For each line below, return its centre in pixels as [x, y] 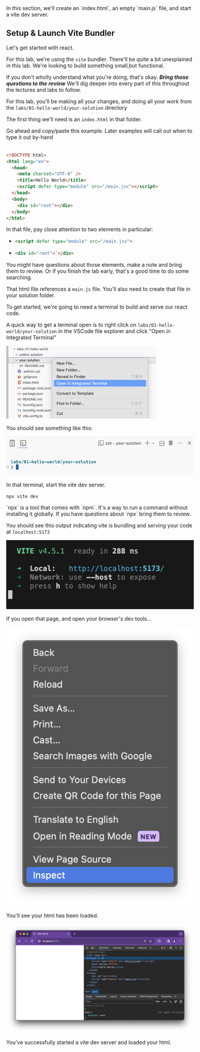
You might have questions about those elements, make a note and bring [94, 265]
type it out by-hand [30, 137]
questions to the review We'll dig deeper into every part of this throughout [98, 83]
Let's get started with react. [40, 47]
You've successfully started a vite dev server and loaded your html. [89, 1042]
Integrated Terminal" [31, 338]
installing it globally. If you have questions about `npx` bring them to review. [99, 514]
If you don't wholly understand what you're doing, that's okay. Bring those [98, 77]
